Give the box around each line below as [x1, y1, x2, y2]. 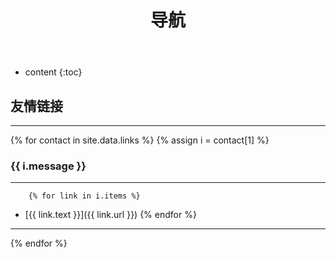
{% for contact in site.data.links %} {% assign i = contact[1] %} [10, 134, 270, 146]
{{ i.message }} [10, 159, 87, 173]
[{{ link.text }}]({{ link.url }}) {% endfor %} [24, 209, 197, 221]
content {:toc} [24, 66, 83, 78]
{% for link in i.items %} [28, 191, 141, 201]
